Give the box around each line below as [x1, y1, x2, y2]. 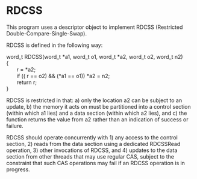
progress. [6, 166, 30, 173]
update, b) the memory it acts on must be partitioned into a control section [6, 103, 191, 110]
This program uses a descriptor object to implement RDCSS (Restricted [6, 23, 183, 31]
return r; [16, 79, 37, 86]
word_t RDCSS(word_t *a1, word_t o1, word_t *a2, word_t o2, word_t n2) [6, 53, 183, 60]
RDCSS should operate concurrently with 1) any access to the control [6, 133, 178, 141]
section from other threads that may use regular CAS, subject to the [6, 153, 175, 160]
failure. [6, 122, 24, 129]
